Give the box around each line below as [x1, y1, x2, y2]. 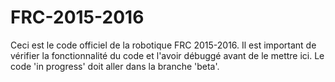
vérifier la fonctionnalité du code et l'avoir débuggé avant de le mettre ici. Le [10, 49, 325, 61]
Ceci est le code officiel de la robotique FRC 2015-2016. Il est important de [10, 39, 317, 51]
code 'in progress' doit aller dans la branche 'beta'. [10, 60, 220, 72]
